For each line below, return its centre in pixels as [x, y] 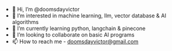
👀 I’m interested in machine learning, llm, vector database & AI [89, 16]
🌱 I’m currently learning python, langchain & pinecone [79, 28]
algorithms [25, 22]
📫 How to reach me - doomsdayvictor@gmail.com [75, 41]
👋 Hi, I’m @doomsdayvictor [46, 9]
